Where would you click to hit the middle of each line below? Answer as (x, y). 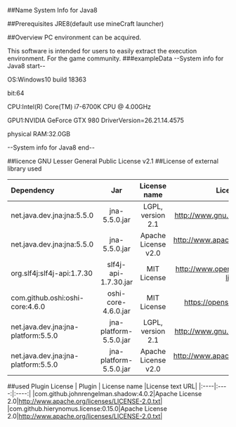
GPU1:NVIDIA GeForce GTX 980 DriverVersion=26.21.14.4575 (96, 120)
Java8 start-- (26, 66)
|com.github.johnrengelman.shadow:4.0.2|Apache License (117, 394)
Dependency (33, 190)
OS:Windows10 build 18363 (47, 79)
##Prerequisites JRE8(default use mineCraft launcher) (86, 24)
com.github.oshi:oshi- (47, 298)
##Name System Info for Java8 (53, 10)
